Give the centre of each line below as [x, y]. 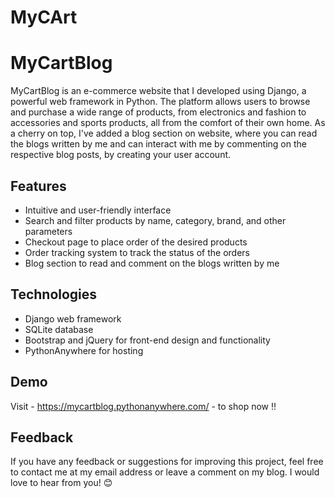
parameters [48, 231]
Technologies [54, 294]
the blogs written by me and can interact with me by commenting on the [158, 144]
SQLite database [59, 329]
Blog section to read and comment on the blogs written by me [152, 263]
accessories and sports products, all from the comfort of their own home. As [168, 123]
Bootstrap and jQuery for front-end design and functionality [147, 340]
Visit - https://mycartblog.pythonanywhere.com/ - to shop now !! [143, 406]
